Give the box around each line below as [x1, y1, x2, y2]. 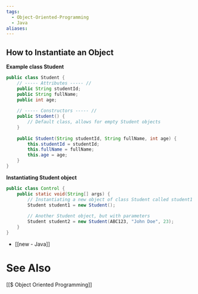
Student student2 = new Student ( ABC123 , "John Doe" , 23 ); [27, 218, 174, 225]
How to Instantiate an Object [6, 47, 114, 57]
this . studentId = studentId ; [27, 141, 100, 147]
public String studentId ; [17, 86, 81, 92]
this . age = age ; [27, 152, 68, 158]
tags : [6, 8, 20, 15]
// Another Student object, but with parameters [27, 213, 150, 219]
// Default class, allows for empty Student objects [27, 119, 161, 125]
